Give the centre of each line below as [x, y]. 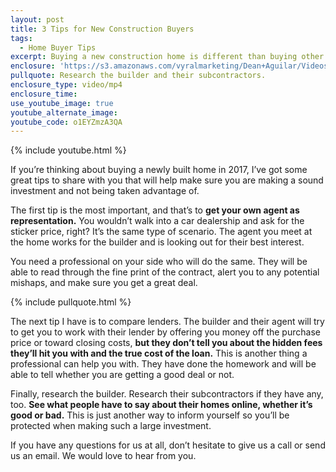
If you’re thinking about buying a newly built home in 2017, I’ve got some [159, 170]
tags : [21, 38]
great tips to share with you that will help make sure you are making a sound [167, 180]
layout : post [37, 19]
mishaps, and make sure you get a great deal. [104, 283]
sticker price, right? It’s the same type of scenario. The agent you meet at [161, 232]
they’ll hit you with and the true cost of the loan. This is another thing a [159, 353]
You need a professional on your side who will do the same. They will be [159, 262]
